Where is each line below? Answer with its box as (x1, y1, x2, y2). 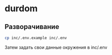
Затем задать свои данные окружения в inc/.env (4, 44, 108, 50)
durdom (4, 3, 38, 14)
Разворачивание (4, 23, 59, 31)
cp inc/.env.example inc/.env (4, 35, 67, 40)
